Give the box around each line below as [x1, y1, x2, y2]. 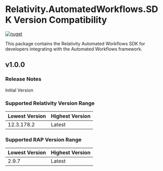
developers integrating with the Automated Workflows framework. [5, 46, 143, 52]
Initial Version [5, 87, 34, 93]
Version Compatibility [13, 14, 107, 26]
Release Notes [5, 75, 42, 82]
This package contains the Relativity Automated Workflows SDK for [5, 40, 145, 46]
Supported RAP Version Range [5, 136, 82, 143]
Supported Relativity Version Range [5, 100, 95, 107]
